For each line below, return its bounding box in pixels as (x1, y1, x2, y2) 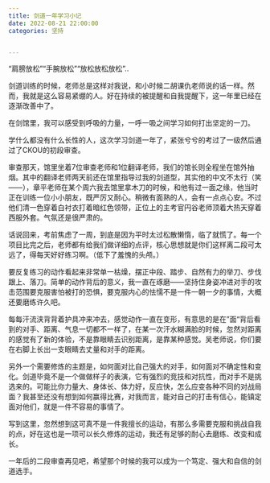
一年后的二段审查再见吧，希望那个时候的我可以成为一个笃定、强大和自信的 (8, 456, 255, 466)
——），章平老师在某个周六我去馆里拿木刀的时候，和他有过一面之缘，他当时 (8, 183, 259, 192)
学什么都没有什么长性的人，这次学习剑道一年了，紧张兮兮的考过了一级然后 (8, 135, 255, 145)
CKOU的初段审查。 (22, 146, 86, 155)
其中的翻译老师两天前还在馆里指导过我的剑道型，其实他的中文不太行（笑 (22, 172, 262, 182)
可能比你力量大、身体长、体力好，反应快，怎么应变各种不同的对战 (35, 382, 255, 391)
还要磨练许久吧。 (8, 297, 65, 307)
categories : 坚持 (8, 27, 64, 35)
